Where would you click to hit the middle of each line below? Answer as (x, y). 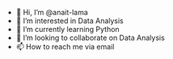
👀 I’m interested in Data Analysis (70, 21)
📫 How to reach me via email (65, 47)
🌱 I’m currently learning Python (68, 29)
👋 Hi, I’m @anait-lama (52, 12)
